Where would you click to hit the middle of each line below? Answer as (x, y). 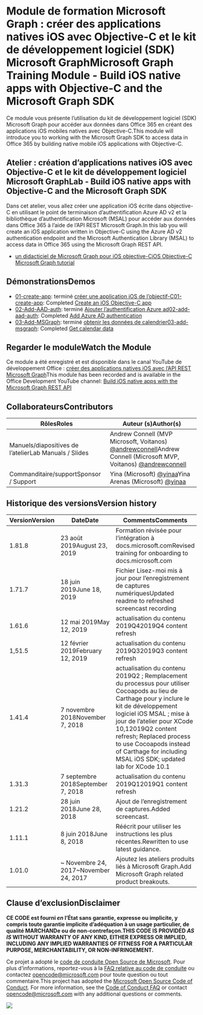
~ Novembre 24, (83, 863)
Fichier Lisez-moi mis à (149, 570)
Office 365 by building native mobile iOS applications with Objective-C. (95, 144)
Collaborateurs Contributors (60, 407)
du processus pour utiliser (153, 683)
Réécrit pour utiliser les (148, 826)
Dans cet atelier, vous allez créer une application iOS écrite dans (87, 206)
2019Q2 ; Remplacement (152, 676)
